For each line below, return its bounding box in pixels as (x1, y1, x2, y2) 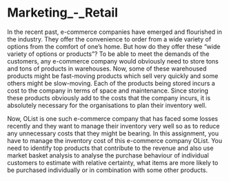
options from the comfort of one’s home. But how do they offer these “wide (7, 42, 221, 50)
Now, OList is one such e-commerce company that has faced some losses (7, 114, 219, 122)
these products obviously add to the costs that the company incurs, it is (7, 93, 211, 102)
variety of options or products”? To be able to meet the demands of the (7, 50, 210, 58)
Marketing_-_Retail (7, 5, 119, 21)
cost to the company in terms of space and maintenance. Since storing (7, 86, 209, 95)
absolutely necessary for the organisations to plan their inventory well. (7, 101, 207, 109)
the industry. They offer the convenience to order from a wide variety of (7, 35, 212, 43)
